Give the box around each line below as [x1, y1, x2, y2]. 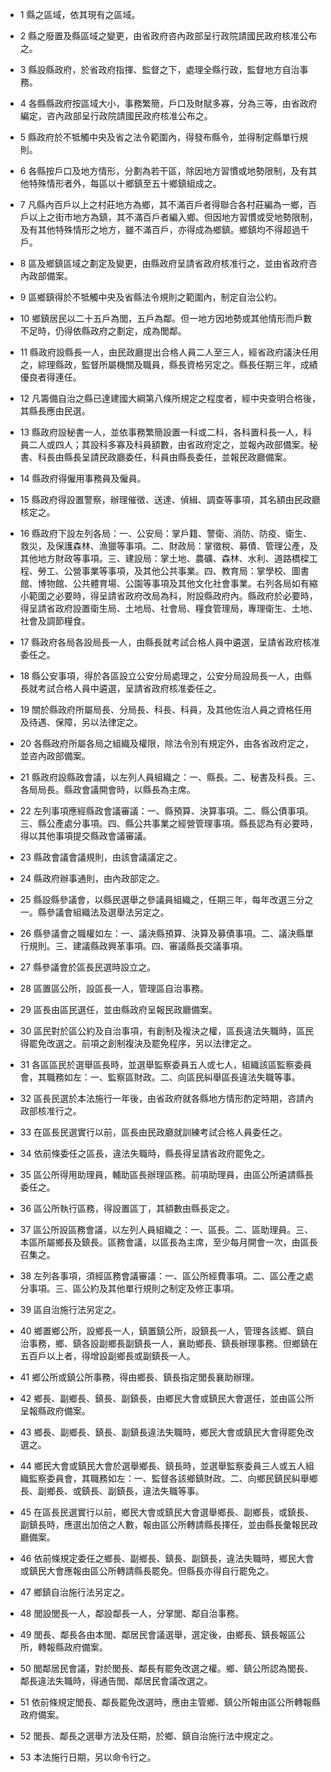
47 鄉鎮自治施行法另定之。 [19, 1586, 130, 1598]
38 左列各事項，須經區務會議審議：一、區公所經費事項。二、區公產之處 [19, 1270, 315, 1282]
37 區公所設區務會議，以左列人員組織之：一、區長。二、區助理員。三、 [19, 1224, 314, 1235]
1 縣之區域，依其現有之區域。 [19, 9, 141, 20]
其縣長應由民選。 [19, 405, 91, 417]
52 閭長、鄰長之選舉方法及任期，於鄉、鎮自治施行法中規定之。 [19, 1730, 279, 1742]
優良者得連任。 [19, 371, 82, 383]
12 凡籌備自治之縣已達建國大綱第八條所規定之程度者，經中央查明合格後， [19, 393, 321, 404]
